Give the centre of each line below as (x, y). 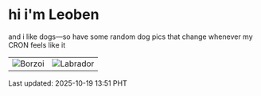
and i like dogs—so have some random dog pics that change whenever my (130, 36)
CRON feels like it (37, 44)
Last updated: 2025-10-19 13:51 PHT (68, 83)
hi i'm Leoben (54, 15)
